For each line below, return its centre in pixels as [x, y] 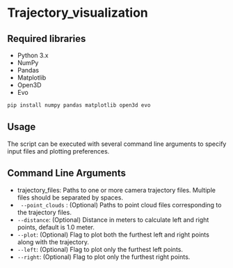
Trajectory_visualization [78, 13]
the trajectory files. [44, 212]
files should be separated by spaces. [70, 198]
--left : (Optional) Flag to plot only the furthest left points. [100, 249]
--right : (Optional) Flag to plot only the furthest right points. [104, 257]
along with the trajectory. [53, 241]
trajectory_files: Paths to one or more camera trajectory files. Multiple [116, 190]
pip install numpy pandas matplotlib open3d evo [79, 105]
